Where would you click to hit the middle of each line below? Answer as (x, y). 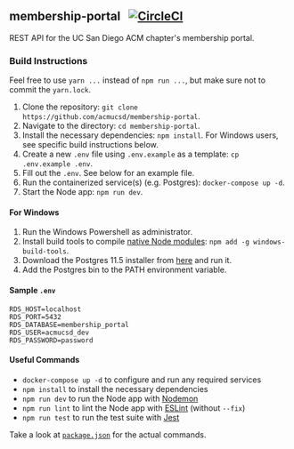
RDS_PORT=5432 (36, 317)
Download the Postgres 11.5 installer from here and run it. (127, 261)
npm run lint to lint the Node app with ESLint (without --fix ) (134, 408)
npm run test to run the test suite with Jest (101, 417)
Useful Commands (45, 360)
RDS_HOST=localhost (45, 309)
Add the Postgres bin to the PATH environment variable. (124, 270)
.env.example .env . (57, 164)
